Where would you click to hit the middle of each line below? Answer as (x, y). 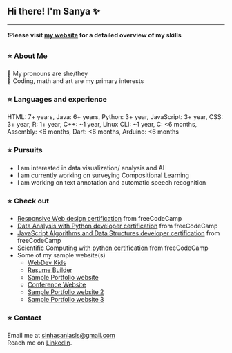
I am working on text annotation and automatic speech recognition (112, 182)
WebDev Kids (47, 263)
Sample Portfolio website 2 (66, 292)
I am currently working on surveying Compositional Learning (103, 175)
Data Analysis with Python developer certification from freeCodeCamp (117, 226)
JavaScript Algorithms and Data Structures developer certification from (118, 233)
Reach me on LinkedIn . (40, 343)
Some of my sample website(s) (61, 255)
